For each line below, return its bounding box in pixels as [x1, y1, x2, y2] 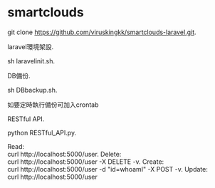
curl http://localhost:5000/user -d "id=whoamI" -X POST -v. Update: [7, 164, 208, 173]
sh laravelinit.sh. [7, 56, 56, 65]
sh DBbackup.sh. [7, 85, 58, 94]
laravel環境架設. [7, 42, 54, 51]
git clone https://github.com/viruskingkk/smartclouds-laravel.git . [7, 28, 197, 36]
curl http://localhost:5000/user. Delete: [7, 150, 122, 158]
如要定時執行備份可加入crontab [7, 100, 99, 109]
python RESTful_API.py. [7, 128, 77, 137]
